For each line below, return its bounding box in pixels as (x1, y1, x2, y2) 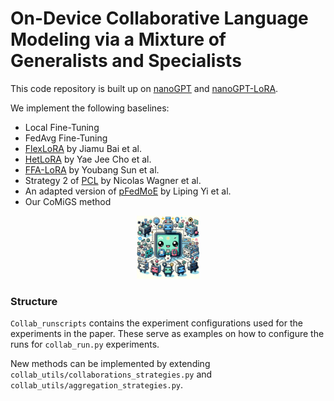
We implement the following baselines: (10, 102, 170, 114)
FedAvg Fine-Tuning (24, 132, 108, 144)
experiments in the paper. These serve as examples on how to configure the (10, 328, 325, 340)
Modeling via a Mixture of (10, 28, 227, 51)
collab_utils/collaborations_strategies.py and (10, 368, 213, 381)
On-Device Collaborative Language (10, 7, 309, 30)
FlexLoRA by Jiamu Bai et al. (24, 142, 143, 154)
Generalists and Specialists (10, 50, 242, 72)
